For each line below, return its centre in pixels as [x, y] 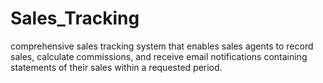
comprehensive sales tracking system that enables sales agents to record [162, 46]
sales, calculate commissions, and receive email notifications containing [159, 56]
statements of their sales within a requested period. [116, 67]
